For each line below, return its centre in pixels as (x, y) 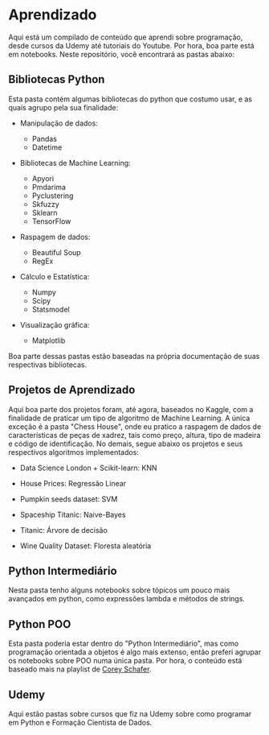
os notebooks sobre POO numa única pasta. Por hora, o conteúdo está (125, 661)
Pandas (45, 138)
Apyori (43, 178)
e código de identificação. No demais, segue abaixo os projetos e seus (126, 444)
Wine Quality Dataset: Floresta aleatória (86, 546)
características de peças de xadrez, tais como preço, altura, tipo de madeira (134, 435)
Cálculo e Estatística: (55, 276)
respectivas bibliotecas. (48, 365)
